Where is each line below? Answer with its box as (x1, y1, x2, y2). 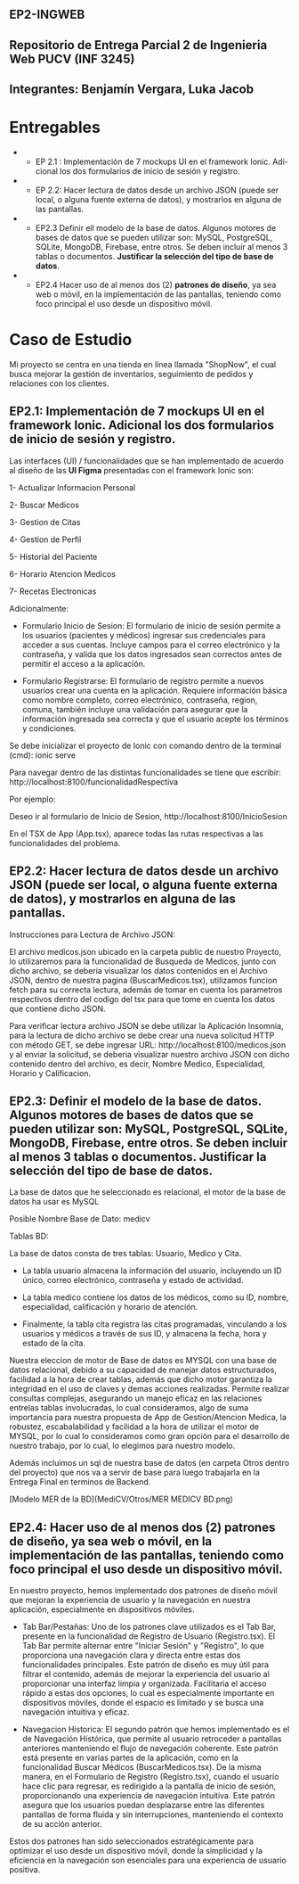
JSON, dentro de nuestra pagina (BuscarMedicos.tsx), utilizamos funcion (9, 975, 278, 985)
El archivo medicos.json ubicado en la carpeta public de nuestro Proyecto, (9, 946, 282, 957)
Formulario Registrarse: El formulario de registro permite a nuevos (21, 675, 264, 686)
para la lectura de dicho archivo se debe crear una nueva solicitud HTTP (9, 1030, 275, 1041)
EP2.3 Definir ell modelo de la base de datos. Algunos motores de (35, 223, 277, 234)
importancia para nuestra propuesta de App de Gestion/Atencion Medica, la (9, 1412, 287, 1423)
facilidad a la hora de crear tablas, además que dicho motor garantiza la (9, 1374, 273, 1385)
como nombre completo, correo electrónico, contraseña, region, (21, 695, 258, 705)
